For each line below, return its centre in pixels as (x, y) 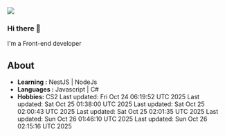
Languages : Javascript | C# (58, 90)
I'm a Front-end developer (44, 44)
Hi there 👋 (24, 28)
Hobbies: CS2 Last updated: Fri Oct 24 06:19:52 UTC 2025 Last (108, 97)
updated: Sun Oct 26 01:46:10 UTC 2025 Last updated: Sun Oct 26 (112, 119)
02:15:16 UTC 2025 (44, 126)
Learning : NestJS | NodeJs (57, 82)
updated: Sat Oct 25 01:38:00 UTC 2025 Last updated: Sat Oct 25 (111, 104)
